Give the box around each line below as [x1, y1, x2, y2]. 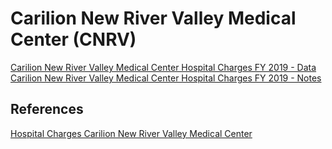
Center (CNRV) [10, 28, 137, 51]
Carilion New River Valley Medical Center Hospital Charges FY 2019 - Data [10, 61, 317, 73]
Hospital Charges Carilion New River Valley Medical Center [10, 127, 253, 139]
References [10, 101, 84, 118]
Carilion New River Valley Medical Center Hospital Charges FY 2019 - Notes [10, 72, 322, 84]
